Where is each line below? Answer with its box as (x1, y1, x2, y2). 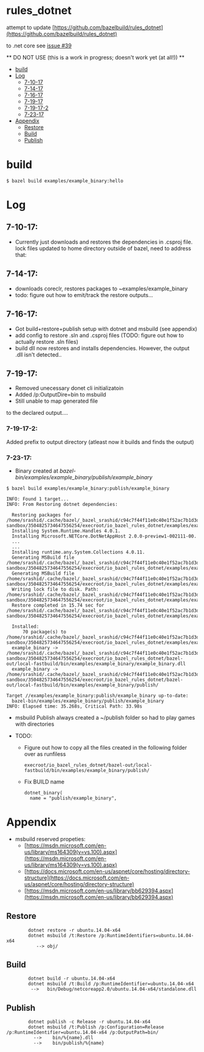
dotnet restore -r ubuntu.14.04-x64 (28, 927, 121, 933)
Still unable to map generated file (15, 397, 98, 405)
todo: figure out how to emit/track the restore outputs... (15, 291, 154, 298)
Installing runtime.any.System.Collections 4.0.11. (12, 549, 146, 555)
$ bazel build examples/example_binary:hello (6, 177, 123, 184)
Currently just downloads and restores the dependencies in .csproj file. (15, 238, 193, 245)
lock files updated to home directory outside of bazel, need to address (15, 244, 191, 252)
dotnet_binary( (24, 790, 63, 796)
